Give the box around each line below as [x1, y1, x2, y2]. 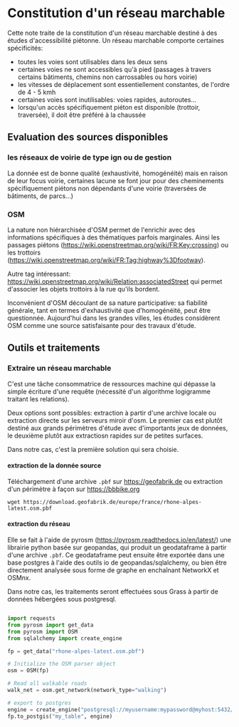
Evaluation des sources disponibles [7, 131, 169, 143]
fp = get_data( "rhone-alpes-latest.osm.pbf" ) [7, 647, 144, 655]
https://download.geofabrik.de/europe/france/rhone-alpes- [23, 498, 202, 505]
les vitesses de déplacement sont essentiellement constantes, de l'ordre [17, 80, 230, 88]
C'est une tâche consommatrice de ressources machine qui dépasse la [7, 379, 216, 388]
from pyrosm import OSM [7, 628, 78, 635]
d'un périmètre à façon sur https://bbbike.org [7, 485, 140, 493]
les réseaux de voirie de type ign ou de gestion [7, 153, 172, 163]
